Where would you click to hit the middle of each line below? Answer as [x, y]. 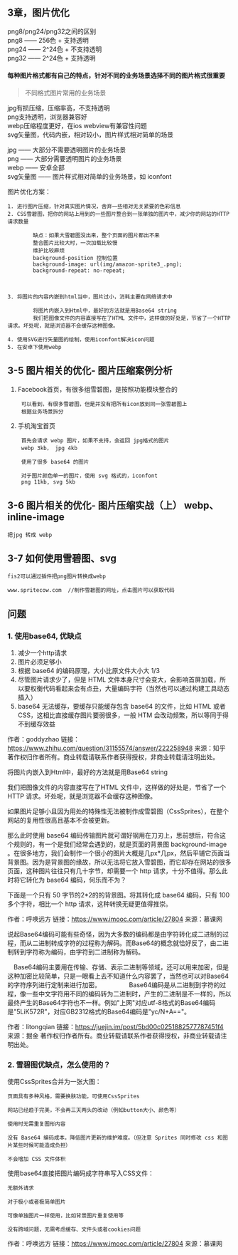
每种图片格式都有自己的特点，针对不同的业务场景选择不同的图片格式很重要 [116, 75]
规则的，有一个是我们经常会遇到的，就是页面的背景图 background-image [120, 844]
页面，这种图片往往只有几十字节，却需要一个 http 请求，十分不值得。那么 [114, 871]
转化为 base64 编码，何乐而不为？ [76, 880]
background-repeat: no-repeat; [79, 271]
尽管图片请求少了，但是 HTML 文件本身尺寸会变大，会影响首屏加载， [119, 679]
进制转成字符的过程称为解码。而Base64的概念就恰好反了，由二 [130, 943]
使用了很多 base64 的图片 [55, 462]
